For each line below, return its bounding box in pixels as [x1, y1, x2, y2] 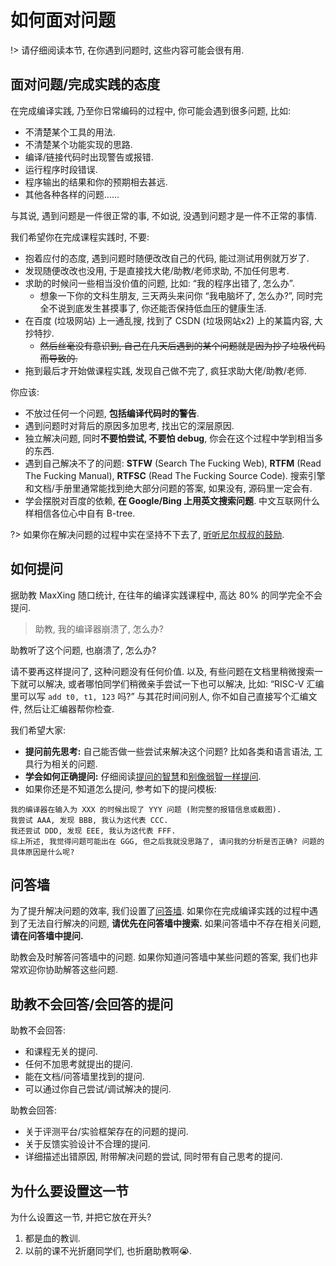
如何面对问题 [10, 9, 117, 32]
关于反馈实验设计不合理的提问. [24, 1138, 151, 1150]
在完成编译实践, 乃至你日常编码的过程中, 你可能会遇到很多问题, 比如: [10, 104, 291, 116]
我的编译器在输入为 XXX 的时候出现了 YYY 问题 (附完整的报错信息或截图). [10, 804, 282, 815]
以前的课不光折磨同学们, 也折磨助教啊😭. [24, 1245, 193, 1256]
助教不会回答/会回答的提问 [10, 996, 174, 1013]
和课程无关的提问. [24, 1046, 98, 1058]
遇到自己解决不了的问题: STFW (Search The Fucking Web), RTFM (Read [24, 457, 322, 469]
